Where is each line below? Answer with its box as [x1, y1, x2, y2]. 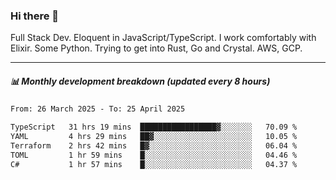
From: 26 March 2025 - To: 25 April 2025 [10, 104, 186, 114]
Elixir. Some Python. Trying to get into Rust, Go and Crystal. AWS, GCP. [10, 42, 303, 54]
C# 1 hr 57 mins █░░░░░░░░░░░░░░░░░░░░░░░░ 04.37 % [10, 159, 298, 169]
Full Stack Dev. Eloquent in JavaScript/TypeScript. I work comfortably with [10, 32, 317, 44]
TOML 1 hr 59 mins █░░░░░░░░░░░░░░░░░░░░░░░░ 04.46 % [10, 150, 298, 160]
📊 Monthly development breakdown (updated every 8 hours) [10, 75, 271, 87]
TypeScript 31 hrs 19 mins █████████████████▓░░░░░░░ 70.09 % [10, 122, 298, 133]
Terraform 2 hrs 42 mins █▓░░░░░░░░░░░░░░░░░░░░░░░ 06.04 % [10, 140, 298, 151]
